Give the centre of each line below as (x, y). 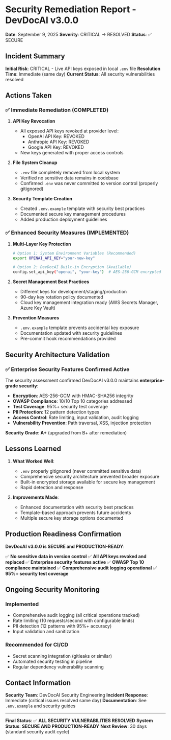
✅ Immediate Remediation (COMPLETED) (57, 110)
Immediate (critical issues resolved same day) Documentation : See (76, 701)
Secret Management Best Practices (51, 282)
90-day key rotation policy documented (62, 297)
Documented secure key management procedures (73, 214)
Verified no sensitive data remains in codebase (69, 178)
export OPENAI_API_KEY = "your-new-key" (54, 258)
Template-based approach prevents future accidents (76, 513)
